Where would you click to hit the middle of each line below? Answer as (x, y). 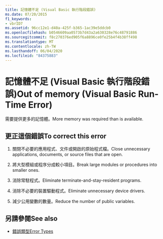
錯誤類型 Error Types (33, 231)
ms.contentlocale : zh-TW (30, 46)
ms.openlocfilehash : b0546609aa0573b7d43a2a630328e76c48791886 (71, 33)
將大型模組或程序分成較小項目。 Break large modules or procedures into (84, 165)
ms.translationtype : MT (29, 42)
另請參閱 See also (31, 219)
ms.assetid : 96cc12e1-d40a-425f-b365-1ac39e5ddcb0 (58, 28)
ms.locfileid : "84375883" (31, 56)
